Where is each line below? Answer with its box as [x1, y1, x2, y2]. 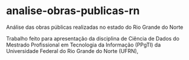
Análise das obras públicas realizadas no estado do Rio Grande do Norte [6, 24, 184, 31]
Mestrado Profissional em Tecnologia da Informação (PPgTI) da [6, 41, 161, 48]
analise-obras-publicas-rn [6, 4, 140, 18]
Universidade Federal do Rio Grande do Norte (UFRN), [6, 47, 139, 54]
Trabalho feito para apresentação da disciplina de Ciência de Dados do [6, 35, 180, 42]
